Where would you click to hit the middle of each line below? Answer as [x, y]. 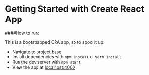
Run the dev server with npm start [47, 62]
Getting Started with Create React [75, 9]
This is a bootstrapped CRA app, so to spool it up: [55, 42]
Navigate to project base [37, 52]
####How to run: [22, 33]
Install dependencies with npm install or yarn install [67, 56]
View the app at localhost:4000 [44, 67]
